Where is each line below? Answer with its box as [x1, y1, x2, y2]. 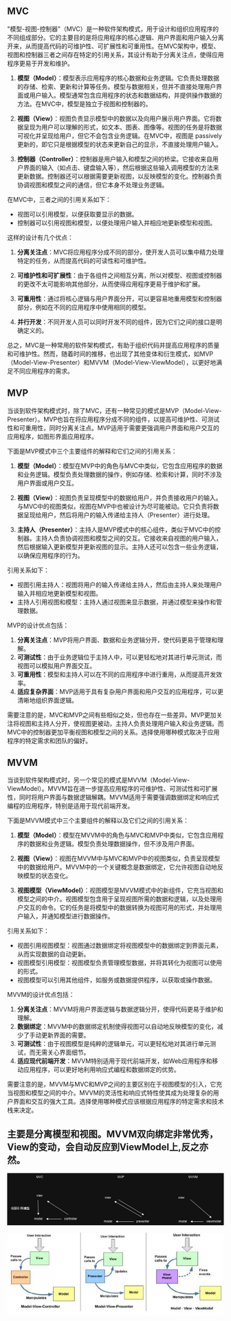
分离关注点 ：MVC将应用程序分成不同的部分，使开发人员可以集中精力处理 [16, 248, 224, 256]
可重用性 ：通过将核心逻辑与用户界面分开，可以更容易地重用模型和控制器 [16, 294, 222, 303]
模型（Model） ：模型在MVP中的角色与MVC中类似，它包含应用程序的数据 [16, 461, 223, 470]
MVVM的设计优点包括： [7, 991, 75, 999]
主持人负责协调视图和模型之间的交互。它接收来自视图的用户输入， [35, 534, 222, 542]
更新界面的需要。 [41, 1031, 90, 1040]
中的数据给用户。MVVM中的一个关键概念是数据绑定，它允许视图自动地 [16, 863, 218, 871]
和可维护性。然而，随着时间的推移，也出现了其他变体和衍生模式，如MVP [7, 350, 214, 358]
